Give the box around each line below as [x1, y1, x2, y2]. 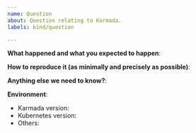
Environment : [7, 90, 48, 99]
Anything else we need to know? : [7, 76, 108, 85]
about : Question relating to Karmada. [7, 17, 122, 24]
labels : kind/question [7, 23, 74, 30]
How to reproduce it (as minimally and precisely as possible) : [7, 63, 190, 71]
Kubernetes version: [17, 111, 77, 120]
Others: [17, 119, 40, 127]
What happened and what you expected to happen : [7, 49, 161, 57]
